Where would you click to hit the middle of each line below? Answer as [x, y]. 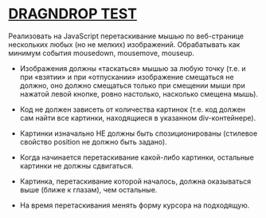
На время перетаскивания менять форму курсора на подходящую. [135, 205]
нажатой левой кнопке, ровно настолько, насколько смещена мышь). [139, 93]
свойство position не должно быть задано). [93, 141]
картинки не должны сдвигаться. [76, 165]
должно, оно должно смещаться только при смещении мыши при [132, 85]
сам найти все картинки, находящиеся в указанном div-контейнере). [138, 117]
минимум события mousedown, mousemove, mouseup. [102, 53]
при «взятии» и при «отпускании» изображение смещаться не [127, 77]
